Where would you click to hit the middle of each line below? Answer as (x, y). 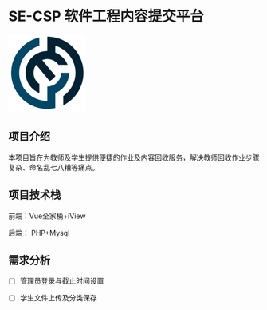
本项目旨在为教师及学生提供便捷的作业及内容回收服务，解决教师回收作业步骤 (134, 157)
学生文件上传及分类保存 (58, 298)
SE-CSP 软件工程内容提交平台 (106, 16)
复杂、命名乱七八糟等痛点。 (54, 167)
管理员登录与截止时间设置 (62, 281)
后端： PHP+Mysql (39, 232)
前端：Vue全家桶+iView (47, 216)
